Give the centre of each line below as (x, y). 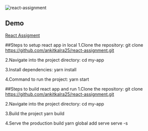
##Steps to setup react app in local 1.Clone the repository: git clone (74, 45)
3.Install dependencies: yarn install (41, 69)
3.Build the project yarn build (35, 113)
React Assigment (23, 35)
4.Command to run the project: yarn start (47, 79)
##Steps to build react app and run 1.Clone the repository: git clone (74, 89)
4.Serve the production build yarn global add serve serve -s (67, 123)
